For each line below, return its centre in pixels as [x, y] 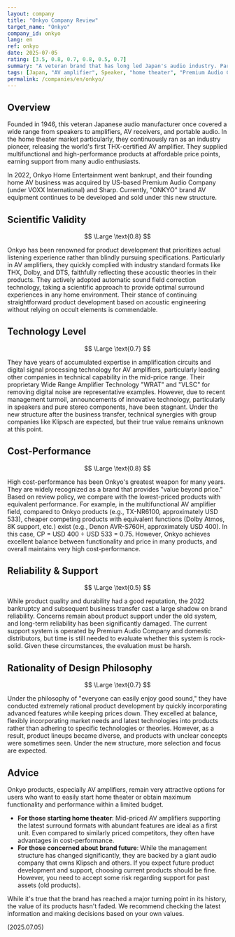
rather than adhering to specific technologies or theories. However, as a [111, 728]
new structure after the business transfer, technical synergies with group [112, 414]
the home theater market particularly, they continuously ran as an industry [114, 139]
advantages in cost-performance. [66, 841]
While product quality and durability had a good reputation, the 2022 [106, 601]
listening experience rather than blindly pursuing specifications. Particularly [116, 257]
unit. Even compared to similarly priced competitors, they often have [116, 833]
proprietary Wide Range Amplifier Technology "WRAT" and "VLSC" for [109, 384]
